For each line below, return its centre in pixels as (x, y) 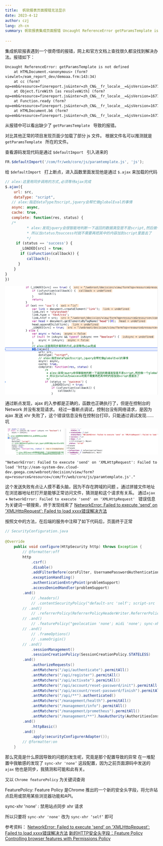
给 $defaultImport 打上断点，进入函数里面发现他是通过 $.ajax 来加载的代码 (81, 172)
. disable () (42, 567)
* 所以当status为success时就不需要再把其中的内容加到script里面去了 (89, 233)
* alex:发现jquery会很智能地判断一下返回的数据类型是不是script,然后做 (92, 228)
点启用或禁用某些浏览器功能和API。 (41, 796)
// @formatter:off (41, 552)
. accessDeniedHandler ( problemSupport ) (70, 588)
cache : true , (24, 213)
